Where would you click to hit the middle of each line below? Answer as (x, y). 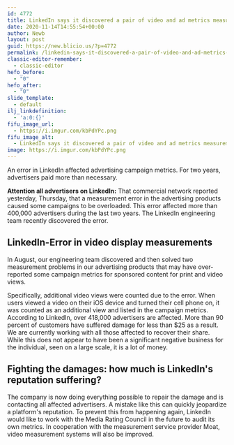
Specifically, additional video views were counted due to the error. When (111, 295)
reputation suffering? (55, 380)
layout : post (26, 40)
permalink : (23, 53)
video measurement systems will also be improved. (81, 434)
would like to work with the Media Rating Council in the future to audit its (111, 419)
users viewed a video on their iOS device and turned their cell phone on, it (114, 302)
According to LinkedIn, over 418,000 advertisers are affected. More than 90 (116, 317)
